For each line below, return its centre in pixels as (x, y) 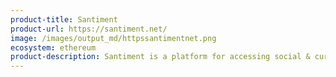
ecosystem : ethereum (53, 47)
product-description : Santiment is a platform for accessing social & (160, 57)
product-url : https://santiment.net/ (89, 29)
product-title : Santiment (64, 19)
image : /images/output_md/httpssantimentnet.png (113, 38)
